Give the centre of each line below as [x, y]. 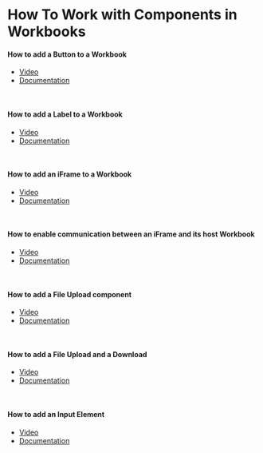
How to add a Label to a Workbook [65, 114]
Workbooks [47, 32]
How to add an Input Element [56, 414]
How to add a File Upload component [70, 294]
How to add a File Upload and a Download [77, 354]
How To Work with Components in [122, 15]
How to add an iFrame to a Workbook [70, 174]
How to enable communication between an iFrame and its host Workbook [131, 234]
